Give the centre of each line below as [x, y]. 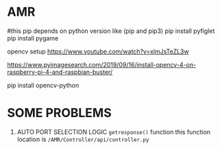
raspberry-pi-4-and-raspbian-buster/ [60, 72]
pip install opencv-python [43, 85]
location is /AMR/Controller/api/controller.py [83, 139]
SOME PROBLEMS [59, 113]
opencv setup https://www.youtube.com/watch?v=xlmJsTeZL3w [98, 51]
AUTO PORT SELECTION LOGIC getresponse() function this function [114, 132]
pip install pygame [33, 38]
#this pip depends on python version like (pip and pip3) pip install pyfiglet [111, 31]
